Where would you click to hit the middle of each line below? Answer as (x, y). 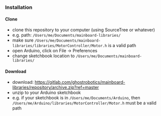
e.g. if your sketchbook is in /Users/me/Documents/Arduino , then (76, 98)
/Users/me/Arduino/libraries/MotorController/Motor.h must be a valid (84, 103)
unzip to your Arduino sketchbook (46, 93)
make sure (23, 40)
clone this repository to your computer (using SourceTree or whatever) (84, 30)
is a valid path (122, 46)
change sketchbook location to (43, 56)
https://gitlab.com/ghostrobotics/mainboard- (80, 82)
